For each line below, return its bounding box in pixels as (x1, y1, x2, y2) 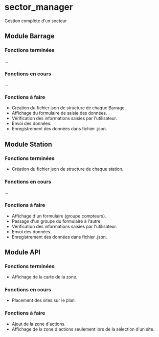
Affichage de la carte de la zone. (11, 274, 78, 280)
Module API (4, 248, 41, 256)
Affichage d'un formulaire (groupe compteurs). (11, 213, 106, 219)
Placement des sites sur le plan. (11, 297, 76, 304)
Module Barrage (4, 32, 55, 40)
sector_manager (4, 1, 73, 13)
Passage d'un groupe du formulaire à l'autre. (11, 218, 102, 224)
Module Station (4, 140, 52, 149)
